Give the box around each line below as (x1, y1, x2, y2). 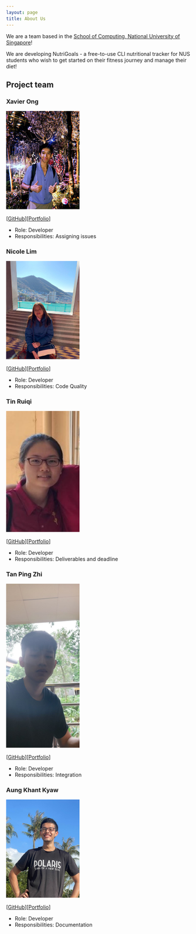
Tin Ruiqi (6, 397, 32, 405)
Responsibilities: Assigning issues (14, 232, 97, 239)
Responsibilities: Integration (14, 771, 82, 778)
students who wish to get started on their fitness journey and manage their (6, 56, 187, 64)
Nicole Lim (6, 247, 37, 255)
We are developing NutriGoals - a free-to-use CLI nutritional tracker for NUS (6, 50, 191, 57)
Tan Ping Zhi (6, 571, 43, 579)
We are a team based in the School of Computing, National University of (6, 32, 180, 39)
